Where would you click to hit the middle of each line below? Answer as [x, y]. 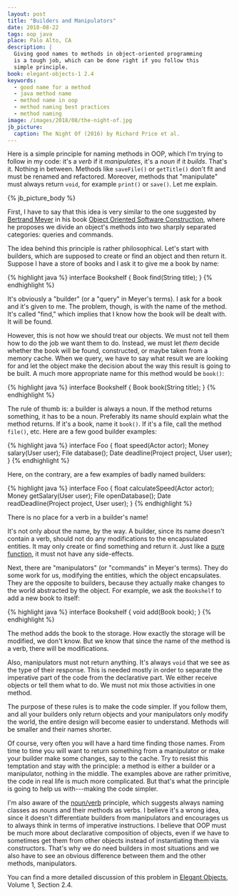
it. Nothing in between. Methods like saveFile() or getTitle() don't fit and [117, 169]
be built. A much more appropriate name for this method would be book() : [116, 374]
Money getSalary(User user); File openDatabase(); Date [89, 496]
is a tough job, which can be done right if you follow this [107, 61]
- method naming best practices [62, 107]
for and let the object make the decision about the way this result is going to [119, 366]
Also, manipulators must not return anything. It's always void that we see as [119, 662]
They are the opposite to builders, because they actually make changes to [116, 583]
